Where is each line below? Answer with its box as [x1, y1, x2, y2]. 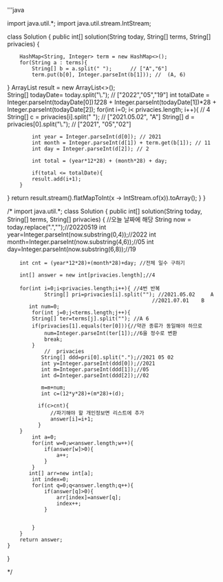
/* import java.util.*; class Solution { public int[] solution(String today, [7, 207, 202, 215]
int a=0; [32, 434, 57, 441]
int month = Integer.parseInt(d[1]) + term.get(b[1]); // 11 [32, 139, 211, 146]
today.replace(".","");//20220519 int [7, 223, 107, 231]
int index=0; [32, 476, 70, 483]
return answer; [19, 536, 63, 543]
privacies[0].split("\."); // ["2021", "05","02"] [7, 120, 131, 128]
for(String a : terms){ [19, 59, 88, 66]
